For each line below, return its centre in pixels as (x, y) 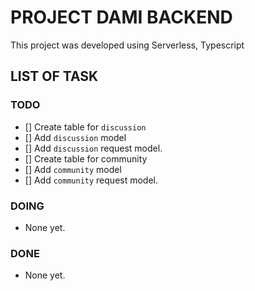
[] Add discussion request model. (93, 148)
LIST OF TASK (54, 76)
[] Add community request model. (91, 180)
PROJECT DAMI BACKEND (121, 17)
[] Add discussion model (75, 137)
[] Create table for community (86, 158)
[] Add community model (73, 169)
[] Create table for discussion (85, 127)
